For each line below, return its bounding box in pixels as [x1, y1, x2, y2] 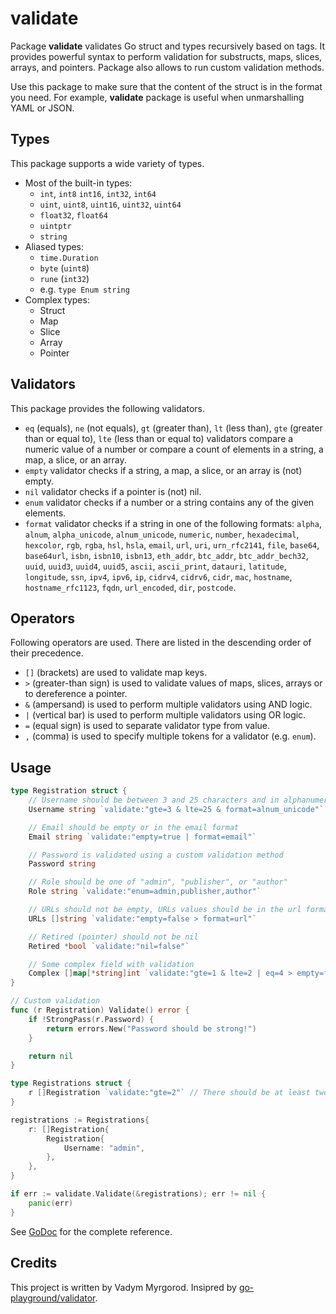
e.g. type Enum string [39, 283, 130, 295]
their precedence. [10, 647, 84, 659]
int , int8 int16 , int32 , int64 [39, 187, 157, 199]
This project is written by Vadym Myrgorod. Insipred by [10, 1281, 237, 1293]
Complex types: [24, 293, 90, 306]
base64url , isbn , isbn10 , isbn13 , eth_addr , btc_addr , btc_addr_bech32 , [24, 549, 309, 561]
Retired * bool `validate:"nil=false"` [28, 941, 190, 951]
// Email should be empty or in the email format [28, 822, 240, 832]
